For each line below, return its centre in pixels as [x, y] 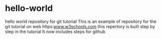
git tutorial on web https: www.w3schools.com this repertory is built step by [80, 26]
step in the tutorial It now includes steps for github [55, 31]
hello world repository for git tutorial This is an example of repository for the [81, 21]
